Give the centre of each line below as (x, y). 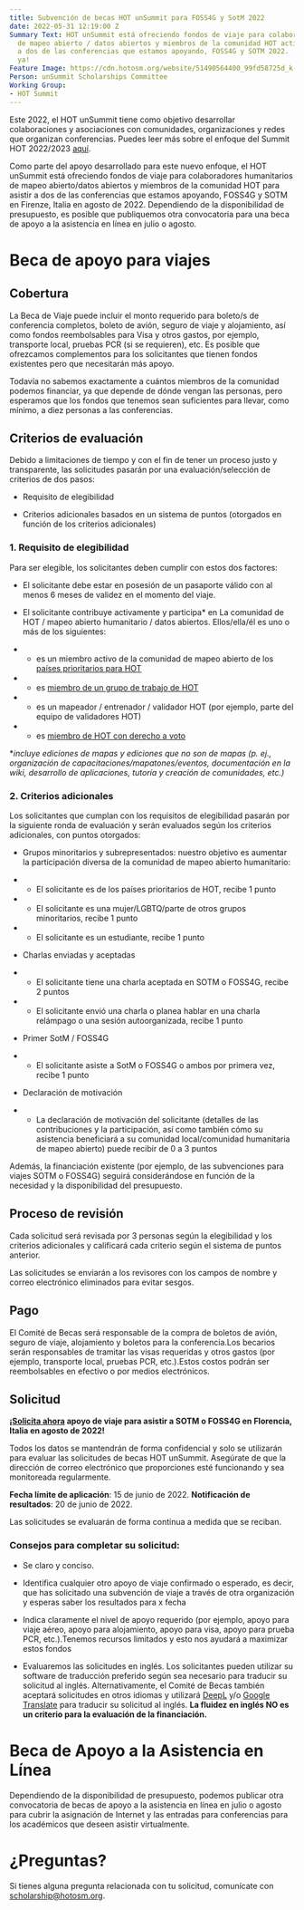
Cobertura (39, 294)
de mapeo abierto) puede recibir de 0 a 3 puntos (127, 1148)
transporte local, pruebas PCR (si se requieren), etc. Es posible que (135, 344)
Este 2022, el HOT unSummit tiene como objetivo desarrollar (122, 120)
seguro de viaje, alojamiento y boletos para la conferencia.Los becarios (142, 1342)
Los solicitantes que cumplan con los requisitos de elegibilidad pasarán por (150, 815)
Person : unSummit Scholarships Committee (89, 77)
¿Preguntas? (58, 1861)
